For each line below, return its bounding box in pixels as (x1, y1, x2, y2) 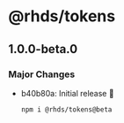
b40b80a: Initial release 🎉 (20, 88, 115, 98)
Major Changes (8, 68, 76, 81)
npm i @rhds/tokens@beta (20, 104, 113, 114)
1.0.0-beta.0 (8, 42, 78, 57)
